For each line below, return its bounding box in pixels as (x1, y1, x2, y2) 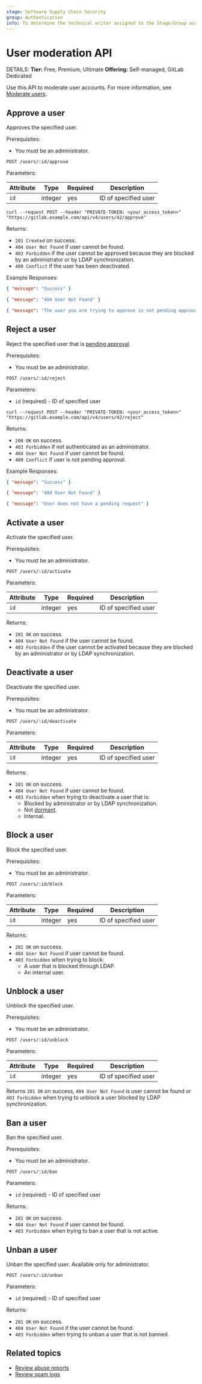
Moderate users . (6, 90, 47, 98)
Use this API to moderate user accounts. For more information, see (6, 84, 172, 91)
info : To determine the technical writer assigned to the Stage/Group (6, 20, 187, 26)
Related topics (6, 1348, 61, 1359)
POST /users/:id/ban (6, 1169, 58, 1175)
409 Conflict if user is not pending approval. (14, 456, 126, 463)
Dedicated (6, 72, 32, 80)
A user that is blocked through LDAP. (23, 962, 115, 969)
